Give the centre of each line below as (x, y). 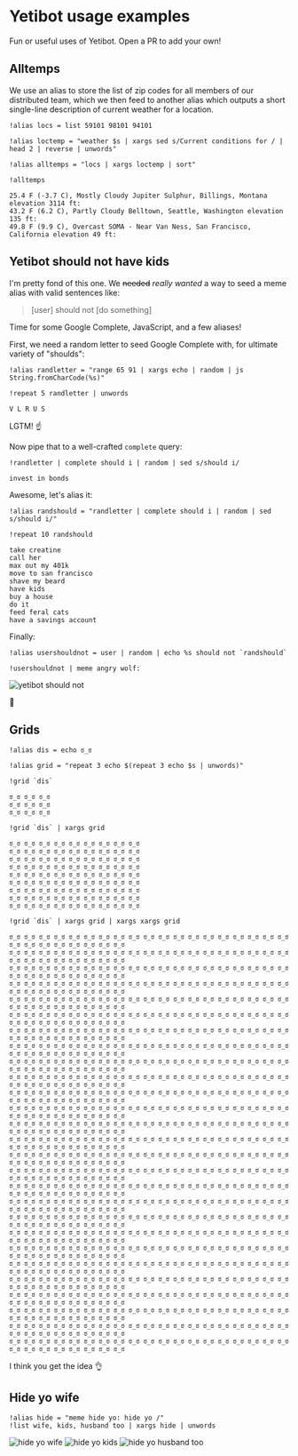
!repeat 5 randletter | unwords (69, 393)
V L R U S (27, 409)
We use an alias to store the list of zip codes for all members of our (132, 90)
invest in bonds (39, 478)
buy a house (31, 596)
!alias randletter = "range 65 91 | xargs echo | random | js (126, 370)
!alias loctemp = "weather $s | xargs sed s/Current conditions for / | (146, 141)
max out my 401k (39, 565)
